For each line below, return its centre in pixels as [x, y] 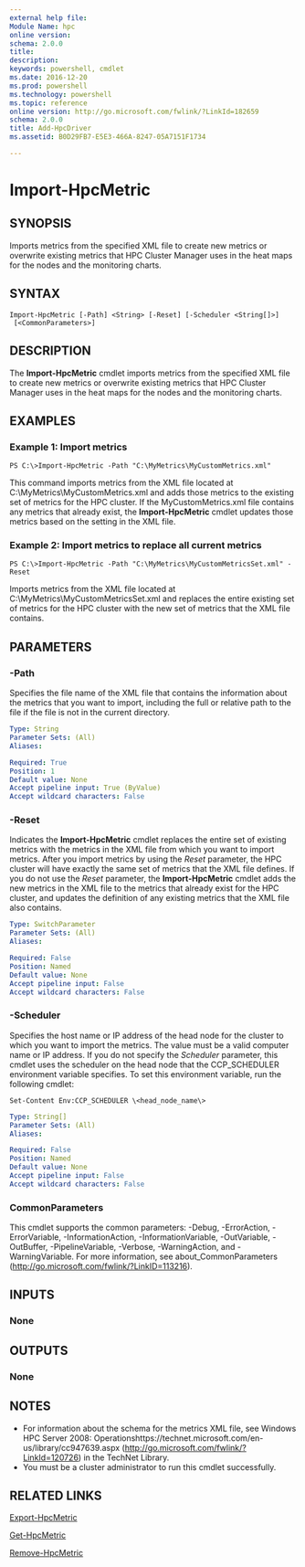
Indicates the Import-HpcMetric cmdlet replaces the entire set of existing [148, 840]
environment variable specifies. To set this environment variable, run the [145, 1074]
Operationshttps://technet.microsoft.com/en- [179, 1438]
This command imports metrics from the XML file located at [121, 483]
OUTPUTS [39, 1350]
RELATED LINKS [56, 1495]
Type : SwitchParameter [53, 925]
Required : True [38, 762]
